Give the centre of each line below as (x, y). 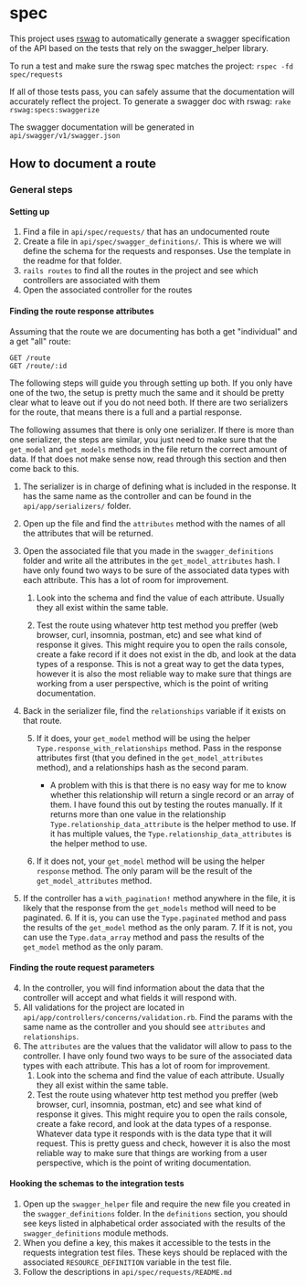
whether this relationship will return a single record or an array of (172, 794)
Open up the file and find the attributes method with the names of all (154, 523)
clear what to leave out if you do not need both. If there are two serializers (149, 402)
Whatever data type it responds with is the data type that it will (154, 1133)
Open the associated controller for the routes (107, 290)
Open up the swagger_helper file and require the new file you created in (156, 1204)
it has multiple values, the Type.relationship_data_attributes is (171, 834)
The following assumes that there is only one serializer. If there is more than (152, 430)
